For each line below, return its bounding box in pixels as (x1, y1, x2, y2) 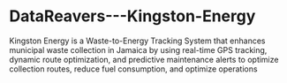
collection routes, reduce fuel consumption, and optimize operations (9, 64, 258, 74)
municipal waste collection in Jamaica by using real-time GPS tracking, (9, 44, 268, 55)
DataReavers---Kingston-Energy (9, 6, 256, 26)
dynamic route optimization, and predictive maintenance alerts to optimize (9, 54, 279, 64)
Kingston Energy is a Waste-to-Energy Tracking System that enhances (9, 35, 266, 46)
